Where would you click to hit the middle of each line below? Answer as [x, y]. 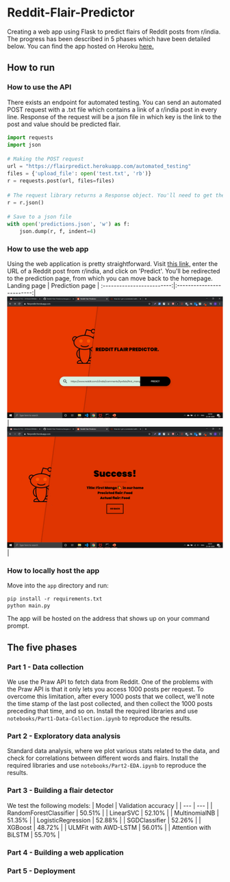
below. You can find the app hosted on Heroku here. [80, 46]
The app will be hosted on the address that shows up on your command [108, 619]
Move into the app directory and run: [58, 586]
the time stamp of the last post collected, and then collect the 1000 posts [110, 704]
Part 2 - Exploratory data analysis [64, 736]
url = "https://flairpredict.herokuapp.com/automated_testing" [99, 167]
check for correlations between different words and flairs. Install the [103, 758]
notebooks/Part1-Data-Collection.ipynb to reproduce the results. [100, 718]
